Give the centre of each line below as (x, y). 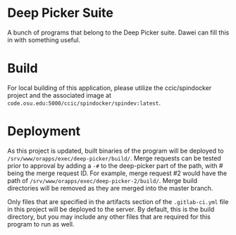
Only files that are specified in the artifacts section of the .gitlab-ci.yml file (118, 201)
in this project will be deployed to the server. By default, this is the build (111, 209)
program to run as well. (41, 224)
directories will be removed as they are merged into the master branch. (110, 188)
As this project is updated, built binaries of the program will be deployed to (116, 151)
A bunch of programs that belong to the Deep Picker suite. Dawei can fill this (118, 32)
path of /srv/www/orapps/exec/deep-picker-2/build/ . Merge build (103, 180)
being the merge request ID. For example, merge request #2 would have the (117, 173)
